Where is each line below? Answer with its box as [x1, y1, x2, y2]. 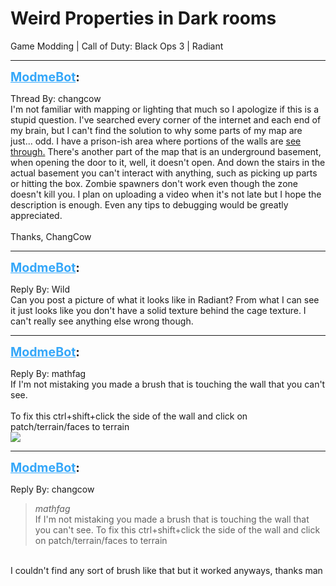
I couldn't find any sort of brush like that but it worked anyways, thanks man [10, 564, 323, 576]
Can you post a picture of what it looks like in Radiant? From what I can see [10, 293, 320, 306]
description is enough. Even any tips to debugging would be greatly [10, 198, 289, 211]
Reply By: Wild [10, 283, 70, 295]
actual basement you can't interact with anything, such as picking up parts [10, 167, 318, 179]
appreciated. [10, 209, 63, 221]
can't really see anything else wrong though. [10, 315, 194, 327]
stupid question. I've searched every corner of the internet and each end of [10, 113, 322, 126]
